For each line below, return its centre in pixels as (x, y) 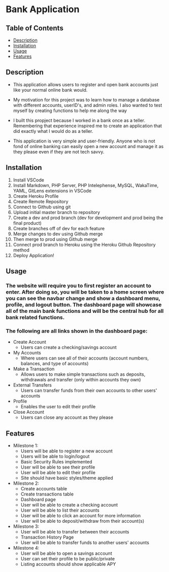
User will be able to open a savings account (66, 553)
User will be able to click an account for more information (81, 516)
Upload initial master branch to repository (57, 212)
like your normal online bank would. (50, 90)
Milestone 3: (26, 526)
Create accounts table (44, 489)
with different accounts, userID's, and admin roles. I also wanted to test (88, 105)
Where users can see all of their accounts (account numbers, (85, 358)
